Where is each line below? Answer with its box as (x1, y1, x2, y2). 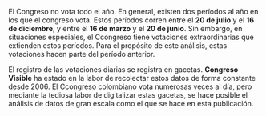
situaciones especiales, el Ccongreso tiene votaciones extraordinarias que (8, 32, 254, 42)
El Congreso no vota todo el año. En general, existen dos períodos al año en (8, 7, 259, 16)
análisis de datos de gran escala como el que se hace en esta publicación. (8, 99, 254, 108)
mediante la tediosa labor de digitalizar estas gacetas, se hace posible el (8, 90, 248, 99)
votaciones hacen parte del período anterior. (8, 50, 155, 58)
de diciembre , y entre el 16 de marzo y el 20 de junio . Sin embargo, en (8, 24, 243, 33)
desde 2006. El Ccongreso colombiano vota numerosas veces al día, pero (8, 82, 252, 91)
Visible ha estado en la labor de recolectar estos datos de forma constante (8, 74, 256, 82)
